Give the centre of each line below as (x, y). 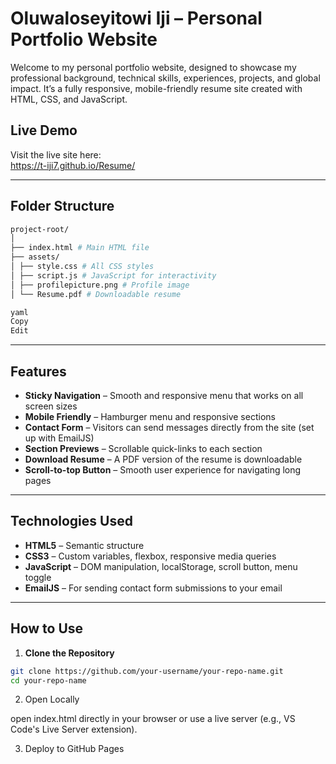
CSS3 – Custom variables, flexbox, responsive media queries (150, 556)
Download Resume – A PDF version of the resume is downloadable (163, 459)
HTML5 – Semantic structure (84, 545)
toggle (38, 577)
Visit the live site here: (56, 154)
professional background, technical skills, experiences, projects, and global (165, 78)
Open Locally (52, 699)
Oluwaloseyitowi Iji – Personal (136, 18)
